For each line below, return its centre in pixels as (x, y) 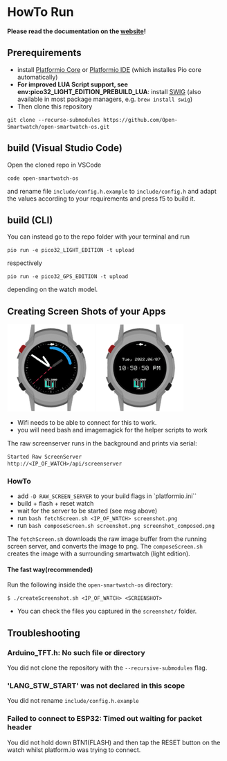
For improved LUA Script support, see (72, 84)
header (20, 727)
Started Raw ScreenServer (44, 457)
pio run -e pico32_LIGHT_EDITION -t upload (71, 250)
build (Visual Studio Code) (65, 148)
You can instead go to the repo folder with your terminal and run (99, 237)
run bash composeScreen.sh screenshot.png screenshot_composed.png (116, 526)
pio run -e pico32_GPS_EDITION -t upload (68, 277)
